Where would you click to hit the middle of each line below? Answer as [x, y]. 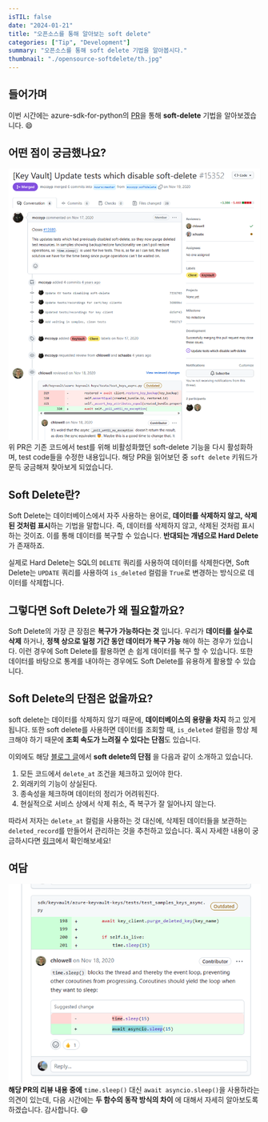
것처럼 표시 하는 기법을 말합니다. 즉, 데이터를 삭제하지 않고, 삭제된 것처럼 [128, 526]
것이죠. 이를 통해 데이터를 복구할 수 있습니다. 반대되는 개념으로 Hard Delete [140, 535]
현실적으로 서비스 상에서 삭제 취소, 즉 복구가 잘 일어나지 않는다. [118, 803]
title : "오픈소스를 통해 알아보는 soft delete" [80, 34]
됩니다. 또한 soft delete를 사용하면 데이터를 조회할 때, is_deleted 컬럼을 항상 [129, 729]
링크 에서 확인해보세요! [77, 840]
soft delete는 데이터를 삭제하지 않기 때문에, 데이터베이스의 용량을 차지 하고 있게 [132, 719]
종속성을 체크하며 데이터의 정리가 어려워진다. [90, 793]
